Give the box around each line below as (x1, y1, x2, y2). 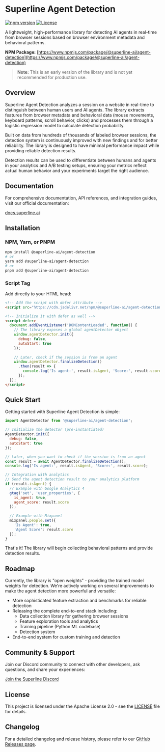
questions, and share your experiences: (5, 667, 85, 672)
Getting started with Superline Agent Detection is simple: (5, 409, 120, 415)
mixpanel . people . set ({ (9, 518, 56, 523)
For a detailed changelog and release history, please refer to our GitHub (5, 736, 151, 742)
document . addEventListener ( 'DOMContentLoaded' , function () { (9, 323, 137, 328)
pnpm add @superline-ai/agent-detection (5, 268, 89, 273)
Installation (5, 223, 40, 232)
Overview (5, 88, 36, 97)
